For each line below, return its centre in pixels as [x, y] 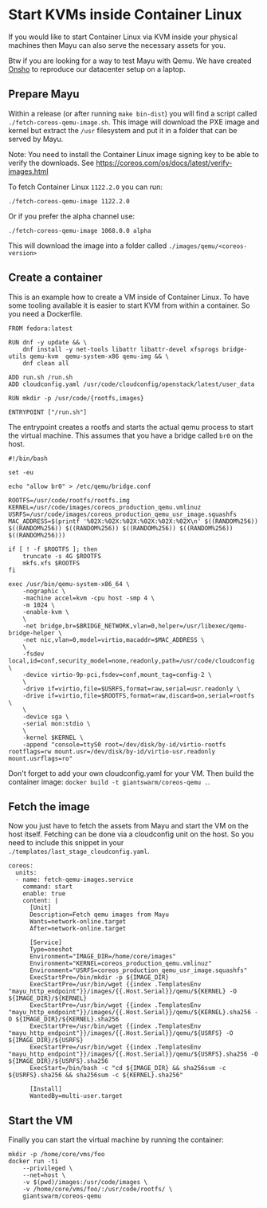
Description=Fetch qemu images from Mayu [99, 915]
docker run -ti [33, 1162]
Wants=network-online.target [78, 922]
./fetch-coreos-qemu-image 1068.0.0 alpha [80, 230]
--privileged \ [48, 1169]
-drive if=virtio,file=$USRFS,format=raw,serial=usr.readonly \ [132, 689]
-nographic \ [44, 591]
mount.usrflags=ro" [41, 758]
